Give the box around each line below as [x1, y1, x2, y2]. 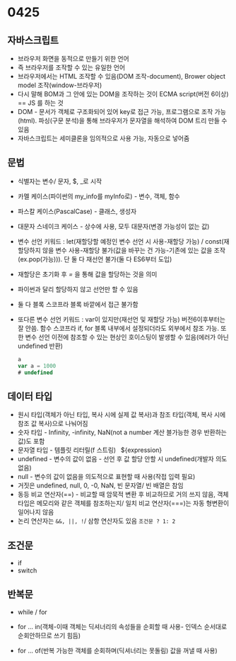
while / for [17, 607, 47, 616]
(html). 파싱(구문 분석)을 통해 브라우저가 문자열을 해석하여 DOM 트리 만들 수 [17, 116, 228, 125]
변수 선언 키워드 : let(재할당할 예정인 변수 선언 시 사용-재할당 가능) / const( [17, 237, 224, 245]
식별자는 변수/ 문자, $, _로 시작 [17, 176, 102, 185]
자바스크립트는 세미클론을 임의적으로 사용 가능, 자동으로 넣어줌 [17, 134, 190, 142]
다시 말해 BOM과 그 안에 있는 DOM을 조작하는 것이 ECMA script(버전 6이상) [17, 90, 229, 98]
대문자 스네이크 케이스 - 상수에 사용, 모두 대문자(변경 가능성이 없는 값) [17, 222, 210, 230]
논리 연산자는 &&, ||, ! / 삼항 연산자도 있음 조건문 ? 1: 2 [17, 516, 176, 525]
